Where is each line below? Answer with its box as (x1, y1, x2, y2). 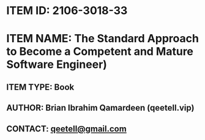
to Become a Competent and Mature (6, 45, 194, 59)
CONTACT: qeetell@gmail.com (6, 123, 127, 134)
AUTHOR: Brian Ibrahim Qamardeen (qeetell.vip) (6, 103, 195, 113)
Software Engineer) (6, 57, 107, 72)
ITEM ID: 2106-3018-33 (6, 4, 128, 18)
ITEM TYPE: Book (6, 82, 75, 92)
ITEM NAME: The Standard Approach (6, 32, 199, 46)
